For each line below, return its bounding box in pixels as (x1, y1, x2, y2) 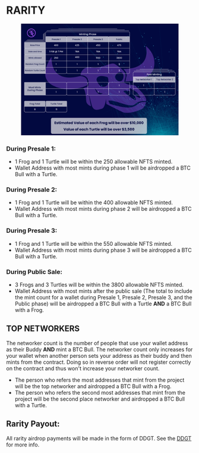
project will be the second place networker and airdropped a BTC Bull (14, 395, 185, 402)
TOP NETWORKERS (6, 324, 80, 334)
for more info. (6, 441, 40, 448)
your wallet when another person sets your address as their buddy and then (6, 352, 192, 359)
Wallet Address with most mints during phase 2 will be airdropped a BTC (14, 205, 192, 213)
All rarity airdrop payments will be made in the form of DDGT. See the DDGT (6, 435, 192, 442)
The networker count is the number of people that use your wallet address (6, 339, 188, 346)
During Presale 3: (6, 227, 58, 235)
